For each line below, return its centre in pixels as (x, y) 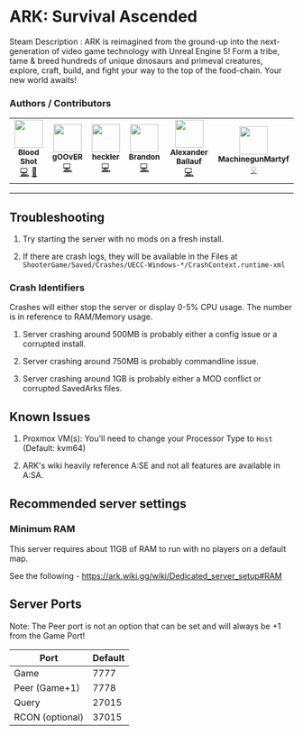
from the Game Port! (47, 635)
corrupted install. (54, 344)
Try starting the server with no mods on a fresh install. (123, 239)
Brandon (144, 157)
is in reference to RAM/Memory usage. (81, 317)
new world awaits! (43, 79)
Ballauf (189, 161)
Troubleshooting (57, 217)
